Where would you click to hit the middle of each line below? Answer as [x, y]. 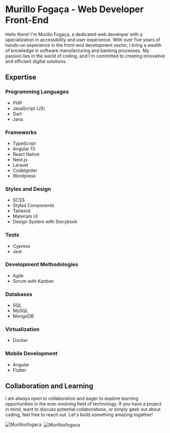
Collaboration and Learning [49, 386]
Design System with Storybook [45, 222]
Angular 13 [24, 149]
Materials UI [25, 216]
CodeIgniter [25, 170]
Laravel [20, 165]
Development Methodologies [42, 265]
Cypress [21, 246]
